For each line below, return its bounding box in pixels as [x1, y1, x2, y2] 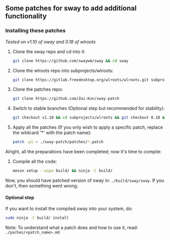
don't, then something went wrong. [5, 182, 78, 189]
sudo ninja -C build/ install [5, 215, 69, 221]
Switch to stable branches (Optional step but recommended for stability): [12, 105, 165, 111]
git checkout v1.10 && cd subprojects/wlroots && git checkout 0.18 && [12, 115, 167, 121]
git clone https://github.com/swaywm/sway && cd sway [12, 58, 129, 63]
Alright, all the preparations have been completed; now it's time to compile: [5, 149, 162, 155]
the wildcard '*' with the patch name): [12, 130, 92, 136]
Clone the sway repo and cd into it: [12, 48, 86, 55]
